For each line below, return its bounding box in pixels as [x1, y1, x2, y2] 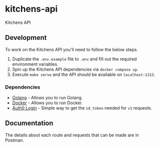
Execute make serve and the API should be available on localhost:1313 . [12, 72, 155, 77]
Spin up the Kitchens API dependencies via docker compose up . [12, 66, 139, 72]
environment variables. [12, 61, 59, 67]
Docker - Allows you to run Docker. [12, 100, 83, 106]
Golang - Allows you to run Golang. [12, 95, 83, 101]
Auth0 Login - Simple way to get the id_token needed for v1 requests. [12, 105, 153, 111]
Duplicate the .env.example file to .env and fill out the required [12, 56, 137, 62]
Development [5, 34, 47, 42]
